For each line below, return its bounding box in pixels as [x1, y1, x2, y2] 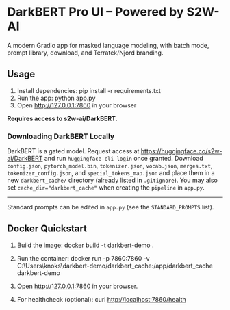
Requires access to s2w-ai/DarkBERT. [7, 114, 118, 122]
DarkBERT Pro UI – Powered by [7, 4, 184, 20]
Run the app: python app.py [16, 94, 96, 102]
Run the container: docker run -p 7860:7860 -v [16, 254, 150, 262]
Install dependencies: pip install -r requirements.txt [16, 86, 161, 94]
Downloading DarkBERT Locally [7, 131, 115, 141]
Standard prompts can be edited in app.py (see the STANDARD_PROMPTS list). [7, 203, 214, 211]
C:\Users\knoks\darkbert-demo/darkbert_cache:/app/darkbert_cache [16, 261, 214, 270]
